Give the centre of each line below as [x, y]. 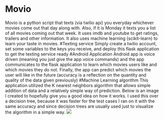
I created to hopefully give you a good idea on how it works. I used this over [82, 96]
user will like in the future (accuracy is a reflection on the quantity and [76, 75]
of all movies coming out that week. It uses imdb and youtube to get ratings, [82, 33]
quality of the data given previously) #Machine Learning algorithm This [77, 80]
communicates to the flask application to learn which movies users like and [81, 64]
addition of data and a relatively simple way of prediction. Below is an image [82, 90]
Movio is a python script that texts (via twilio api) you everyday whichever [80, 23]
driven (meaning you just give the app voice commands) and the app [75, 59]
